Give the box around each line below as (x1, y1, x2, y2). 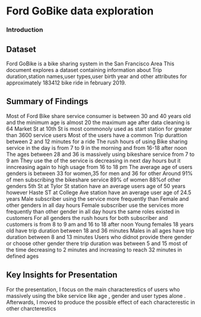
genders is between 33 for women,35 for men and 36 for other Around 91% (6, 170, 193, 177)
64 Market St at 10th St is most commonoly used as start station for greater (6, 125, 193, 132)
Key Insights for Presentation (6, 270, 118, 280)
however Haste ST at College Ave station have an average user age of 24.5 (6, 189, 192, 196)
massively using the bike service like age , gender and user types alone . (6, 292, 186, 299)
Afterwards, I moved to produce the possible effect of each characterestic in (6, 298, 196, 306)
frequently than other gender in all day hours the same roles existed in (6, 208, 180, 215)
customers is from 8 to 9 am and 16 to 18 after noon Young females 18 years (6, 221, 194, 228)
